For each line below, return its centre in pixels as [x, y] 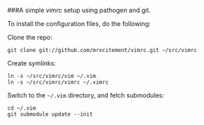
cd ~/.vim [22, 108]
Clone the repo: [30, 37]
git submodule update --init [50, 114]
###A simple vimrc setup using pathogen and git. [79, 10]
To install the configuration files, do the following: [79, 24]
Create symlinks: [32, 63]
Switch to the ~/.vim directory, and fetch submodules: [86, 95]
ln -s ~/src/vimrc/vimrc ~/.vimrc [58, 82]
